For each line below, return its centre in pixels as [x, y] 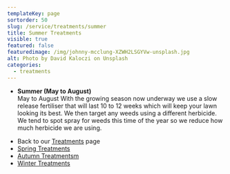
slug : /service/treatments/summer [57, 26]
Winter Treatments [44, 163]
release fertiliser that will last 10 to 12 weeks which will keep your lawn [117, 106]
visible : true [28, 39]
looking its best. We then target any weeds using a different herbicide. [117, 113]
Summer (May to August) [54, 91]
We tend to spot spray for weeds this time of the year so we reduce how [120, 120]
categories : [24, 65]
